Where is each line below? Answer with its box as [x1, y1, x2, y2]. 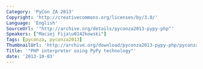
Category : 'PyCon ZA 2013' [6, 8, 74, 15]
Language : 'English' [6, 20, 59, 26]
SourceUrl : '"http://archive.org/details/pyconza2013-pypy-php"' [6, 25, 174, 32]
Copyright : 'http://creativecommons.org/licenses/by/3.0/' [6, 14, 158, 20]
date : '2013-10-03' [6, 53, 56, 59]
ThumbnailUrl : [6, 43, 42, 49]
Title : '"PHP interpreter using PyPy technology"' [6, 48, 137, 54]
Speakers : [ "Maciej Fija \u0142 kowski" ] [6, 31, 107, 37]
